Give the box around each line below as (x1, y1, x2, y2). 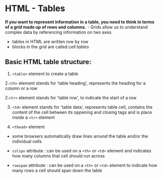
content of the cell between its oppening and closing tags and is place (12, 109, 152, 115)
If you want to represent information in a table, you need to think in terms (5, 19, 155, 25)
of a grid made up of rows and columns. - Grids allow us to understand (5, 24, 148, 30)
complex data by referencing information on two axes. (5, 29, 113, 35)
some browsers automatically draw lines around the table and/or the (12, 133, 148, 139)
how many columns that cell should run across (12, 153, 105, 159)
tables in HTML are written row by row (12, 38, 88, 44)
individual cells (12, 138, 42, 144)
